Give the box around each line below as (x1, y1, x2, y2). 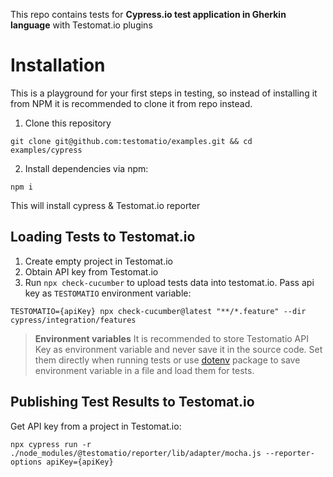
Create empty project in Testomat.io (24, 255, 173, 267)
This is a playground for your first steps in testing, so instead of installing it (10, 87, 318, 99)
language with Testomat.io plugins (10, 19, 153, 31)
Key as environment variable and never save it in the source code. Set (34, 343, 323, 355)
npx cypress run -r (10, 439, 92, 449)
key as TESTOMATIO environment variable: (24, 287, 192, 299)
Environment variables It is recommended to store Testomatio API (34, 332, 309, 344)
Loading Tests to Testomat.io (10, 229, 196, 246)
